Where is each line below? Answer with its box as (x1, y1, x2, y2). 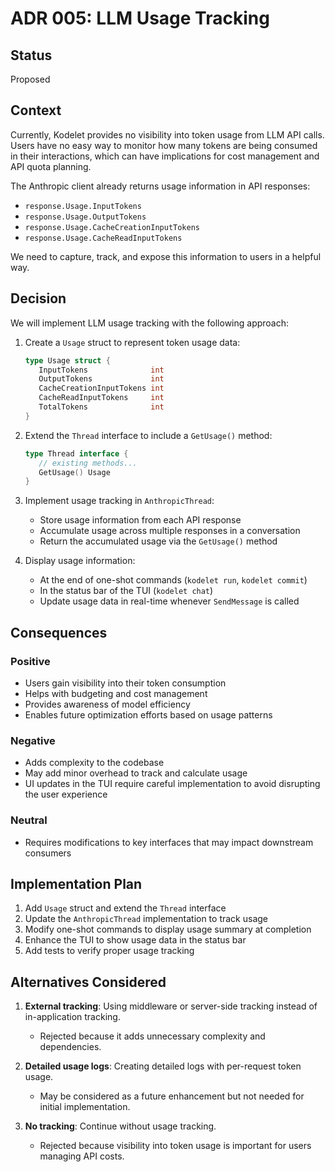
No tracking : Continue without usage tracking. (24, 1120, 217, 1132)
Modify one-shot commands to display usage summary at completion (24, 923, 312, 936)
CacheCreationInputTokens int (38, 383, 165, 394)
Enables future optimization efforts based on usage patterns (24, 708, 273, 721)
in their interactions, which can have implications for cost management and (10, 150, 320, 162)
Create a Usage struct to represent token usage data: (24, 336, 241, 348)
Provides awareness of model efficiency (24, 698, 191, 710)
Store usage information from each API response (39, 514, 242, 526)
